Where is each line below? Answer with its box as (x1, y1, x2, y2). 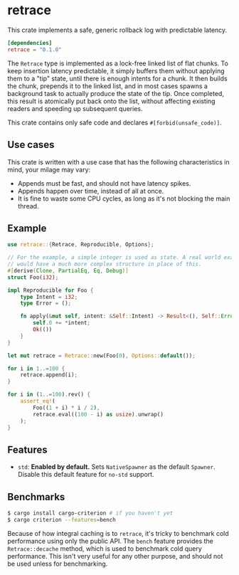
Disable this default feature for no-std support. (17, 470, 154, 479)
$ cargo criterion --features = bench (7, 516, 116, 523)
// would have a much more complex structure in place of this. (7, 260, 202, 268)
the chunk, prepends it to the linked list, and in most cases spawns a (7, 81, 208, 90)
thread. (17, 201, 39, 210)
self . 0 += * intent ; (33, 320, 91, 327)
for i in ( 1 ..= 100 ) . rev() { (7, 391, 91, 399)
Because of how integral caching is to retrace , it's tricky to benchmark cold (7, 529, 229, 537)
